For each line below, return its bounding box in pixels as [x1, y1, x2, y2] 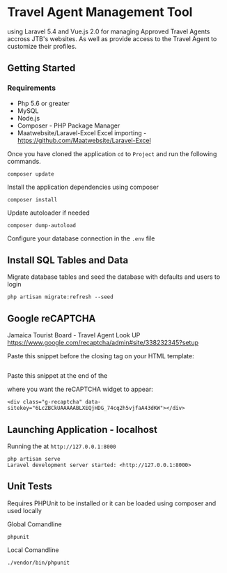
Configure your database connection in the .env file [7, 234, 155, 243]
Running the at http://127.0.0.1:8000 [7, 442, 116, 450]
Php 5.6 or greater [17, 99, 70, 107]
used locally [7, 506, 42, 514]
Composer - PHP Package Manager [17, 121, 120, 130]
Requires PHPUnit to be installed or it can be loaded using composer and [7, 499, 217, 507]
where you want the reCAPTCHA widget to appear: [7, 385, 153, 394]
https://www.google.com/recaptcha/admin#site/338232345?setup [7, 339, 199, 347]
